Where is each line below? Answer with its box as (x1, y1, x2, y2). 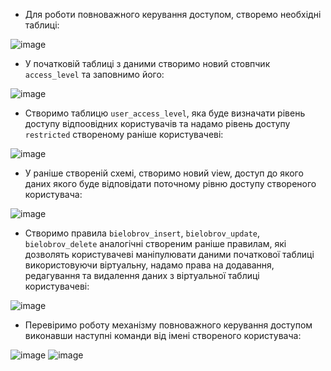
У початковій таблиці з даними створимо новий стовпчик (24, 58, 271, 69)
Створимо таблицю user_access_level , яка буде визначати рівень (24, 107, 306, 119)
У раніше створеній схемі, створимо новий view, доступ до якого (24, 167, 304, 179)
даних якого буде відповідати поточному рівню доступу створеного (24, 178, 317, 189)
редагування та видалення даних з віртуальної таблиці (24, 270, 260, 281)
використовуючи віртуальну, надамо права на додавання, (24, 259, 275, 271)
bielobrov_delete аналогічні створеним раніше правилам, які (24, 238, 287, 249)
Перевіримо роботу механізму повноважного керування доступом (24, 319, 313, 331)
